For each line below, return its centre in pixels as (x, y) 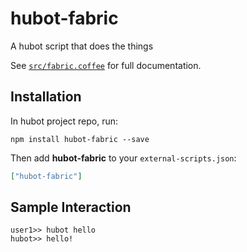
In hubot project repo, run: (64, 121)
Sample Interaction (71, 207)
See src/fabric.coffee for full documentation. (106, 65)
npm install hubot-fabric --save (80, 139)
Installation (46, 97)
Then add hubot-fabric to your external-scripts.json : (123, 158)
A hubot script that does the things (82, 46)
